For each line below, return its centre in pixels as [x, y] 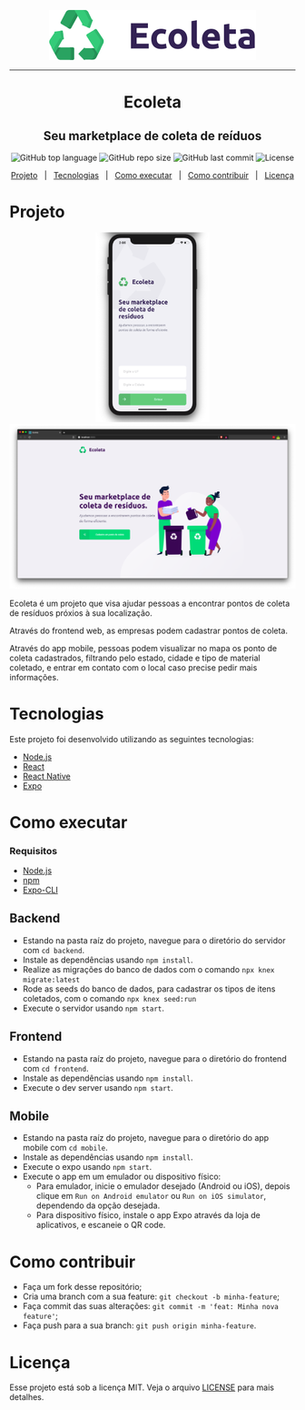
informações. [34, 677]
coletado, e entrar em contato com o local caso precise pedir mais [133, 667]
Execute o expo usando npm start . [87, 1167]
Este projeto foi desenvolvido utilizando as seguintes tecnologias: [132, 739]
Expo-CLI [40, 890]
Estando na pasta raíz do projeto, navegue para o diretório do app [146, 1138]
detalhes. [27, 1397]
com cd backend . [54, 950]
